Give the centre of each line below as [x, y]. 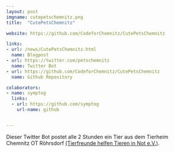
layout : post [22, 12]
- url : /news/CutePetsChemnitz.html [51, 50]
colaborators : [24, 88]
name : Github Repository [42, 77]
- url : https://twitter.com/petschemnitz [58, 60]
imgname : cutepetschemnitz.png [45, 17]
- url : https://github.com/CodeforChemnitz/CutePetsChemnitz [83, 72]
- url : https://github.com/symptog [55, 104]
